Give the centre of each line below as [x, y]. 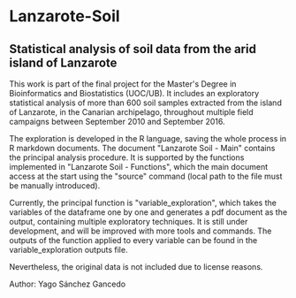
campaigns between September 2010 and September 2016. [117, 122]
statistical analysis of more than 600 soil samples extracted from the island [146, 103]
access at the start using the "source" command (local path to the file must [146, 176]
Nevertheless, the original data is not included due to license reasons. [136, 267]
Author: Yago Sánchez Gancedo [68, 284]
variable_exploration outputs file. [68, 250]
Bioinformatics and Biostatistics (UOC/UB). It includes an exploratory [134, 93]
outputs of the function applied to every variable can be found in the [133, 240]
